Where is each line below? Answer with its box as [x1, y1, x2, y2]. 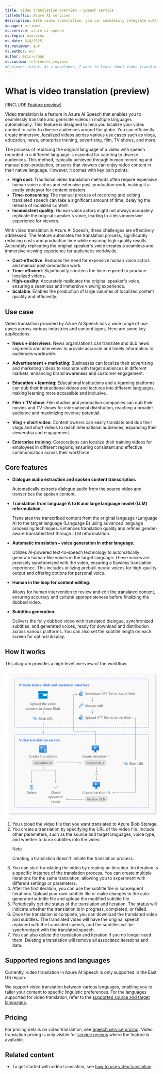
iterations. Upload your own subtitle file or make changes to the [12, 891, 139, 897]
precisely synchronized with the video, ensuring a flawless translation [12, 560, 152, 565]
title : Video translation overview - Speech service [5, 8, 114, 13]
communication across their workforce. [12, 450, 91, 455]
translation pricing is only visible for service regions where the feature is [5, 1031, 149, 1038]
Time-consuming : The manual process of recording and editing [12, 192, 141, 198]
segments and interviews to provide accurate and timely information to [12, 346, 154, 351]
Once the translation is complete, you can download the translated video [12, 912, 158, 917]
